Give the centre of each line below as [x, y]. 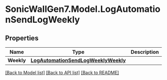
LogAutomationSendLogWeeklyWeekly [78, 60]
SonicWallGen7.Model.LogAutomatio [83, 9]
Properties [22, 38]
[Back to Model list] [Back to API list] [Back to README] [62, 73]
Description [145, 52]
